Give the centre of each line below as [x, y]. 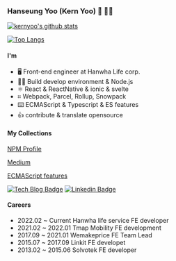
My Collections [30, 133]
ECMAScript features [38, 176]
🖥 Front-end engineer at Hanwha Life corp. [79, 71]
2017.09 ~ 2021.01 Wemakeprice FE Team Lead [85, 235]
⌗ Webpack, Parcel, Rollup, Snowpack [72, 96]
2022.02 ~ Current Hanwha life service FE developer [93, 220]
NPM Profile [24, 149]
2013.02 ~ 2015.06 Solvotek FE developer [77, 250]
